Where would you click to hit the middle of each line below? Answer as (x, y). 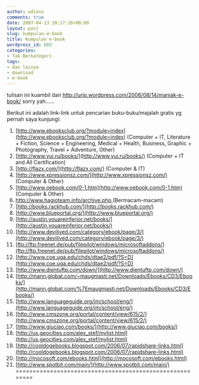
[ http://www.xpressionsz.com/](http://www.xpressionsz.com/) (91, 175)
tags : (13, 61)
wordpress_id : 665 (29, 45)
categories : (21, 51)
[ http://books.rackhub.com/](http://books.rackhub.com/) (84, 206)
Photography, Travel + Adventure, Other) (65, 150)
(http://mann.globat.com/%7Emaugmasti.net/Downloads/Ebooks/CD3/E (103, 289)
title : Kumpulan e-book (36, 39)
